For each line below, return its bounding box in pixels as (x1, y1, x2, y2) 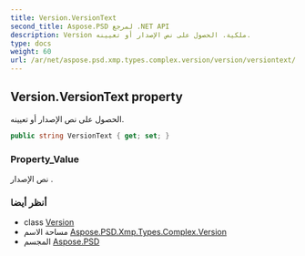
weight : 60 (10, 47, 52, 56)
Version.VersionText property (10, 89, 183, 105)
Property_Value (10, 152, 80, 165)
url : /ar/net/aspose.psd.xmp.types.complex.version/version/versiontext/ (10, 56, 297, 65)
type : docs (10, 38, 52, 48)
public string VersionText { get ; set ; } (10, 131, 170, 140)
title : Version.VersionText (10, 13, 117, 23)
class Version (23, 217, 75, 228)
